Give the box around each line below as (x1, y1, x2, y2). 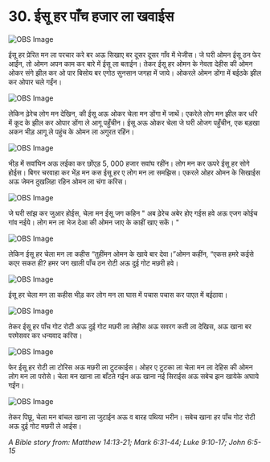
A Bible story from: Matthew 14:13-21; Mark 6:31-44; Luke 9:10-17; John (8, 437, 246, 447)
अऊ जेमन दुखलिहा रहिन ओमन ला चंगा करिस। (8, 176, 128, 186)
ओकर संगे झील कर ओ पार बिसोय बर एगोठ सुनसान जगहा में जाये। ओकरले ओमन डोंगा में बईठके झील (8, 68, 262, 77)
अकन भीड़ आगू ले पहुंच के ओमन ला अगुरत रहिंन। (8, 126, 135, 136)
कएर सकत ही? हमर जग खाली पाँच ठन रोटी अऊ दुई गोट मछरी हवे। (8, 258, 179, 268)
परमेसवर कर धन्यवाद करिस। (8, 330, 83, 340)
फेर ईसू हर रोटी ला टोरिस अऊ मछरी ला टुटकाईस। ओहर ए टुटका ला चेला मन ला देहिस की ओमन (8, 362, 253, 372)
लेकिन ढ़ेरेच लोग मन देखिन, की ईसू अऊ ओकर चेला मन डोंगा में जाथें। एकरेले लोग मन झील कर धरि (8, 109, 258, 118)
